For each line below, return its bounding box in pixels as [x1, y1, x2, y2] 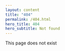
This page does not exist [5, 40, 57, 46]
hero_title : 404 [5, 21, 40, 27]
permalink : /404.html [5, 17, 51, 22]
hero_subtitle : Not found [5, 26, 60, 31]
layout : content [5, 7, 40, 13]
